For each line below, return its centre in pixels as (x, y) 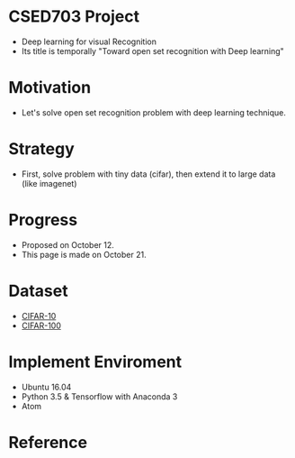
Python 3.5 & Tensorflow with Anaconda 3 (99, 396)
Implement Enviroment (95, 362)
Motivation (50, 88)
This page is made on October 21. (84, 254)
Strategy (42, 149)
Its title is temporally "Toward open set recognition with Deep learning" (152, 50)
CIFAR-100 (41, 325)
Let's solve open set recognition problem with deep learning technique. (154, 112)
